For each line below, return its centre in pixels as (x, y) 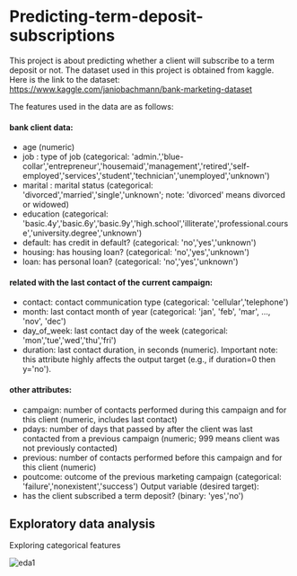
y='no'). (37, 369)
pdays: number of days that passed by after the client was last (137, 429)
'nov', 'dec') (44, 322)
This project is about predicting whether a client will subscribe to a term (142, 60)
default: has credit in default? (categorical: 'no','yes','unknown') (140, 243)
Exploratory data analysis (82, 523)
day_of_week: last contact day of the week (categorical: (125, 331)
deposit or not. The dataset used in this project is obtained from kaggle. (142, 70)
